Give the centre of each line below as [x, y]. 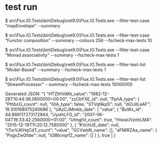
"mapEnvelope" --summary [33, 25]
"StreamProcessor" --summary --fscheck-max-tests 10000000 [69, 84]
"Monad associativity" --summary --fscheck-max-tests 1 [62, 55]
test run [21, 7]
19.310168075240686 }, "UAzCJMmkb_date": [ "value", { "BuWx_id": [74, 109]
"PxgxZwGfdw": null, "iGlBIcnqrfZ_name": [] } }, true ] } [61, 135]
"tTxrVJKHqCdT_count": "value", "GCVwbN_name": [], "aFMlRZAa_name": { [81, 130]
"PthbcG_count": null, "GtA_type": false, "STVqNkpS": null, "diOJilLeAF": [78, 104]
